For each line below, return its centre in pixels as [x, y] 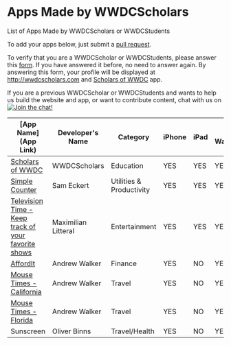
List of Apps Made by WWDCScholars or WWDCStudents [89, 31]
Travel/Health [133, 331]
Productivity [131, 189]
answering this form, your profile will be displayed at [81, 72]
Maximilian [69, 222]
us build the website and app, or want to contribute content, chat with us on [114, 99]
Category [134, 136]
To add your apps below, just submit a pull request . [79, 44]
